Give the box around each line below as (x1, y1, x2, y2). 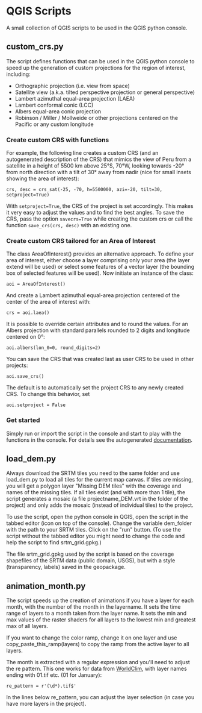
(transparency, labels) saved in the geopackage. (6, 564, 126, 571)
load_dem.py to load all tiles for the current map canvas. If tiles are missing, (6, 476, 194, 483)
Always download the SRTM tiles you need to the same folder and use (6, 470, 180, 477)
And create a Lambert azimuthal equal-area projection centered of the (6, 292, 180, 299)
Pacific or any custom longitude (14, 121, 94, 128)
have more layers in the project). (6, 700, 87, 708)
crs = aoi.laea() (6, 310, 50, 316)
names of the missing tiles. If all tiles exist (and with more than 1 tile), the (6, 489, 186, 496)
